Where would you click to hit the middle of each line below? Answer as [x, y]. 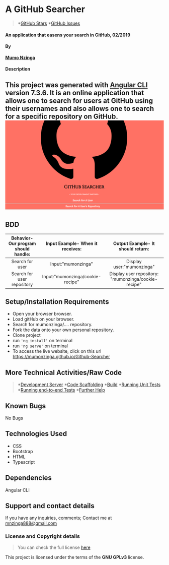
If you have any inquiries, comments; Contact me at [59, 518]
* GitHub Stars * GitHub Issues [49, 23]
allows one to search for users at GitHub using [79, 101]
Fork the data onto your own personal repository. [63, 330]
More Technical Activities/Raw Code [64, 372]
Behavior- [22, 238]
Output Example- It [134, 243]
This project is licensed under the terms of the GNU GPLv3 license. [75, 557]
